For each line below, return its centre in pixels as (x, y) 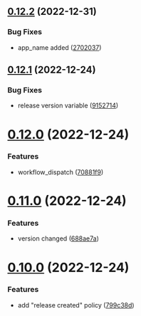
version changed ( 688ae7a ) (58, 238)
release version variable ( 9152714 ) (68, 105)
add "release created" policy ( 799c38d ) (76, 305)
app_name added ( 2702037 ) (59, 47)
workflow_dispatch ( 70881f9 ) (61, 172)
